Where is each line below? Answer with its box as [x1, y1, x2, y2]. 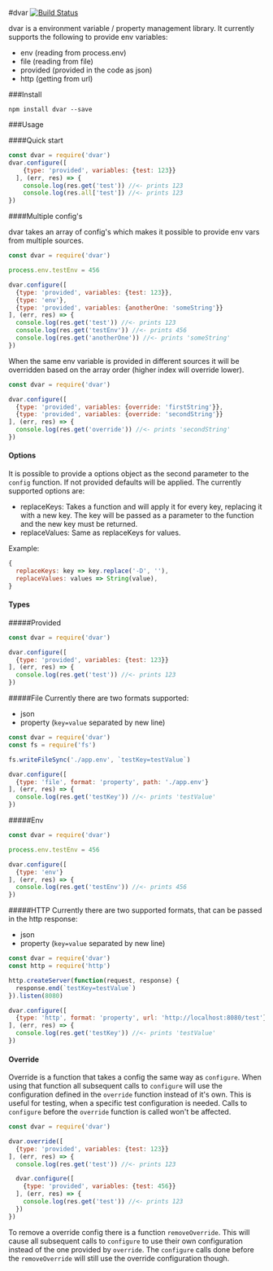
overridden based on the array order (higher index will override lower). [8, 365, 245, 375]
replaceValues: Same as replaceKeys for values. [19, 528, 181, 537]
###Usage [8, 120, 45, 129]
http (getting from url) [19, 74, 93, 83]
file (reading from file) [19, 57, 93, 66]
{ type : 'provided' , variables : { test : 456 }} [23, 1182, 176, 1190]
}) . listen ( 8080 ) [8, 992, 63, 1000]
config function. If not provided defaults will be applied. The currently [8, 477, 242, 488]
